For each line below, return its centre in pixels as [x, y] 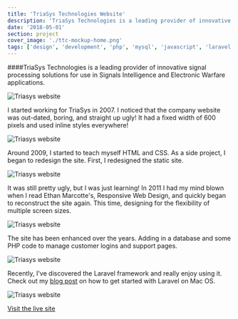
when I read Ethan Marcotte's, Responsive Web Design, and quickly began [117, 195]
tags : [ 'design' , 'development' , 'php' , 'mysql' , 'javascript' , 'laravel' [121, 47]
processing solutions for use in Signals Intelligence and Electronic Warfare [117, 75]
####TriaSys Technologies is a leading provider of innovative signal [107, 67]
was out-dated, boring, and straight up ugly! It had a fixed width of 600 [112, 117]
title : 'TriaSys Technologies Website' [67, 14]
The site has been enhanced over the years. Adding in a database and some [119, 238]
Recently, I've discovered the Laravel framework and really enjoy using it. [115, 273]
